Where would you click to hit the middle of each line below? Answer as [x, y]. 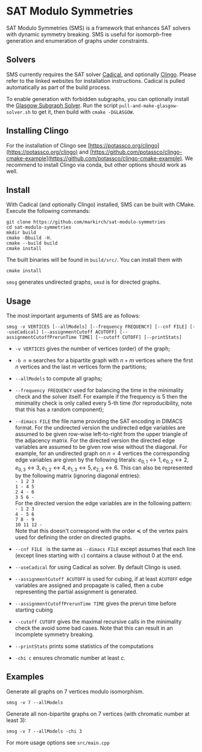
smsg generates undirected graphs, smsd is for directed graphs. [84, 282]
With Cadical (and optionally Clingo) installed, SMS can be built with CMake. [101, 204]
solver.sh [19, 112]
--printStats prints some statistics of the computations [84, 646]
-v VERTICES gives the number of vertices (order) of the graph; [93, 348]
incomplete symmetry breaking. [55, 634]
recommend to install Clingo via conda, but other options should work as [96, 165]
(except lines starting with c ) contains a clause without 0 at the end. [99, 555]
